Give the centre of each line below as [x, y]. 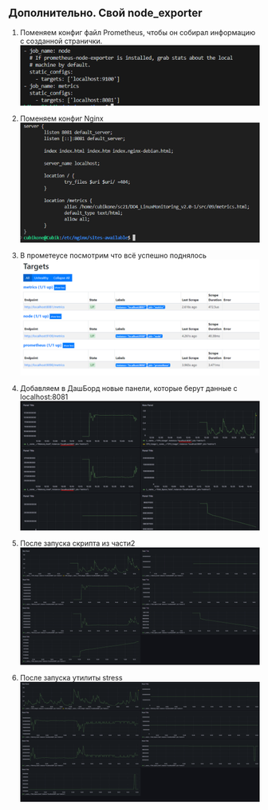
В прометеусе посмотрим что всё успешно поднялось [113, 255]
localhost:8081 [44, 397]
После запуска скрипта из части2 [77, 544]
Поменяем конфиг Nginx [61, 118]
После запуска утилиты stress [71, 677]
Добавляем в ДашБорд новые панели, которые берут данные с [128, 389]
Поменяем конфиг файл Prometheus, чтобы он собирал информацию [138, 32]
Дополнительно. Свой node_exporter [105, 13]
